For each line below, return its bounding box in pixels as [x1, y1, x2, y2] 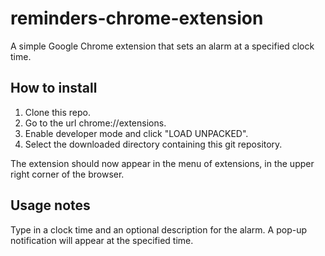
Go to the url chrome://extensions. [24, 117, 167, 129]
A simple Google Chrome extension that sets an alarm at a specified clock [10, 40, 315, 52]
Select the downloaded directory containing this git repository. [24, 138, 283, 150]
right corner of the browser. [10, 168, 125, 180]
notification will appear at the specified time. [10, 234, 194, 246]
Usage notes [10, 197, 91, 214]
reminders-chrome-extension [10, 7, 264, 30]
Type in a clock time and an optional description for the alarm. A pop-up [10, 223, 308, 236]
